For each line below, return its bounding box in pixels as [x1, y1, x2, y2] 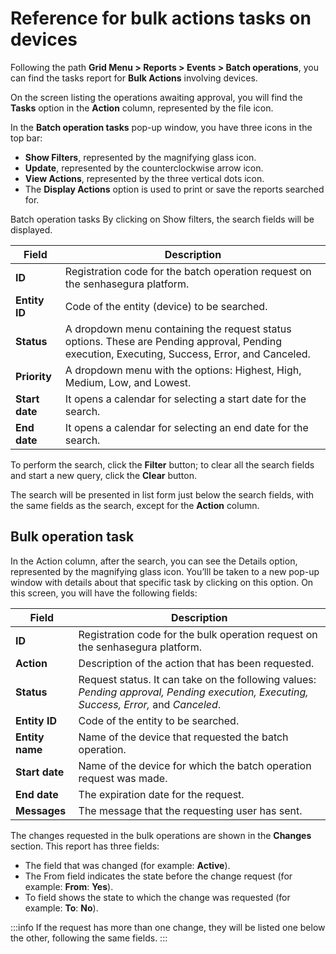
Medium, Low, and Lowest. [64, 375, 192, 389]
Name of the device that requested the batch [78, 730, 289, 744]
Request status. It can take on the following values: [78, 672, 317, 686]
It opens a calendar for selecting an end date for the [64, 420, 309, 434]
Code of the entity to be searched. [78, 713, 240, 727]
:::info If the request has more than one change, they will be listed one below [10, 921, 326, 933]
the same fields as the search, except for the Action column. [10, 499, 260, 511]
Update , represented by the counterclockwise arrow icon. [24, 162, 264, 174]
